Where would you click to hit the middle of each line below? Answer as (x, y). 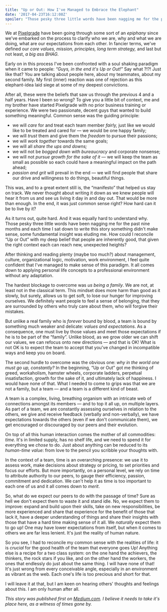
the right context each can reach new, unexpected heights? (66, 245)
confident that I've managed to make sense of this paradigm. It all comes (80, 265)
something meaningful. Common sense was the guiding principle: (72, 116)
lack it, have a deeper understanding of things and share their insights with (82, 517)
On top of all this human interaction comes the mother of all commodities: (80, 435)
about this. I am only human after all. (42, 589)
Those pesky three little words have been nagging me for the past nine (78, 224)
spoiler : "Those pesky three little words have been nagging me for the (82, 19)
